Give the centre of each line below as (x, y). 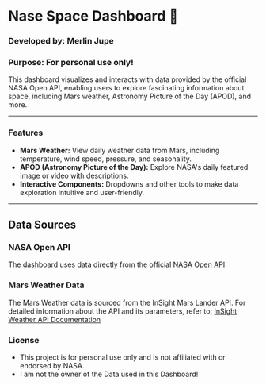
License (24, 340)
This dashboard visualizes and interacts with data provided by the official (127, 79)
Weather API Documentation (55, 319)
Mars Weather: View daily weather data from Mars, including (120, 150)
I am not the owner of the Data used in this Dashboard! (109, 374)
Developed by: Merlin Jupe (61, 41)
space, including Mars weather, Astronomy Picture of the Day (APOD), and (130, 96)
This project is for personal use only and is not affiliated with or (122, 357)
